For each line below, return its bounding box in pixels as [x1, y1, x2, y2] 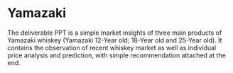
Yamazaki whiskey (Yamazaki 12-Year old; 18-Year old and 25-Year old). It [7, 35, 222, 44]
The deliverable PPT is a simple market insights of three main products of [7, 28, 222, 37]
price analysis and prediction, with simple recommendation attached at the [7, 51, 226, 60]
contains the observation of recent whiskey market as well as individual [7, 43, 217, 52]
